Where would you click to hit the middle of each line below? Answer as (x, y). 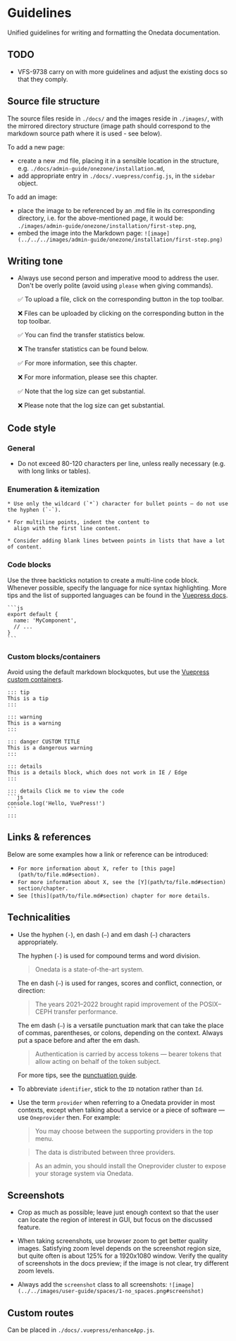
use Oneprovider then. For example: (69, 1117)
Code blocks (29, 565)
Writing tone (35, 261)
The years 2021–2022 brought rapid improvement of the (117, 1004)
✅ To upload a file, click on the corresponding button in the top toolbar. (120, 299)
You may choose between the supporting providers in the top (124, 1131)
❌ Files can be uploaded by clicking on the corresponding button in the (120, 313)
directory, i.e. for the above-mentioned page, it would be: (100, 218)
